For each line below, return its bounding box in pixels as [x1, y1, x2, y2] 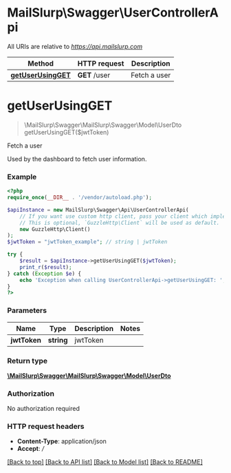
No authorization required [7, 405, 80, 413]
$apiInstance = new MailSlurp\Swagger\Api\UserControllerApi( [7, 206, 189, 213]
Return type [7, 356, 48, 365]
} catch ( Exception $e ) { [7, 270, 81, 277]
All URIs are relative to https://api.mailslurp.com [7, 42, 143, 50]
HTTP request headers [7, 422, 85, 432]
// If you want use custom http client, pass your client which [19, 212, 208, 220]
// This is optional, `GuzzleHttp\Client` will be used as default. [19, 219, 220, 226]
